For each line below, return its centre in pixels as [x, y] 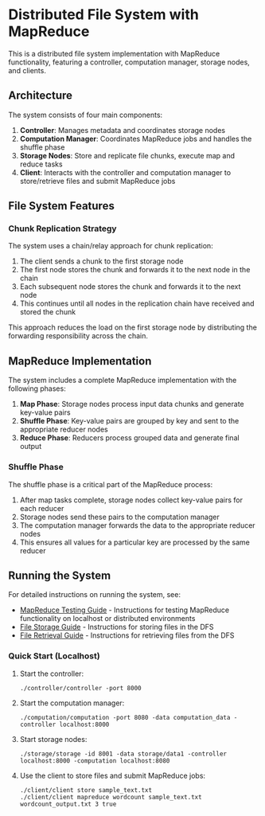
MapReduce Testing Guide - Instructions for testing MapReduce [124, 610]
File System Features [62, 206]
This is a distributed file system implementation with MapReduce [114, 53]
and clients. [27, 70]
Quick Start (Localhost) [55, 656]
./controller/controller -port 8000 [80, 688]
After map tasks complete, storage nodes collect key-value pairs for [131, 500]
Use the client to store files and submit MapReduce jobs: [112, 775]
